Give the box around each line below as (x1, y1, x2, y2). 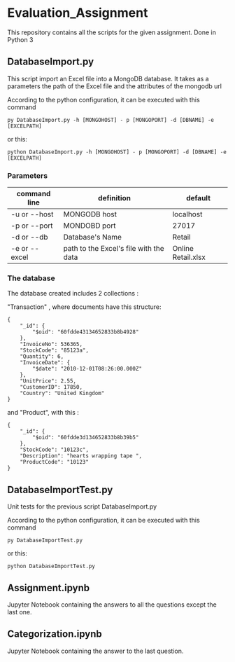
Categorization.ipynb (7, 628, 103, 640)
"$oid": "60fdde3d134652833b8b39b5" (32, 434, 139, 441)
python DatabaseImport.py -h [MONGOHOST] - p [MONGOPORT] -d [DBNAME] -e (7, 149, 227, 156)
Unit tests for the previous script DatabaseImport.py (7, 502, 157, 511)
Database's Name (63, 233, 122, 242)
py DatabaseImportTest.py (7, 537, 83, 544)
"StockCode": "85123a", (20, 347, 90, 354)
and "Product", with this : (7, 408, 79, 417)
